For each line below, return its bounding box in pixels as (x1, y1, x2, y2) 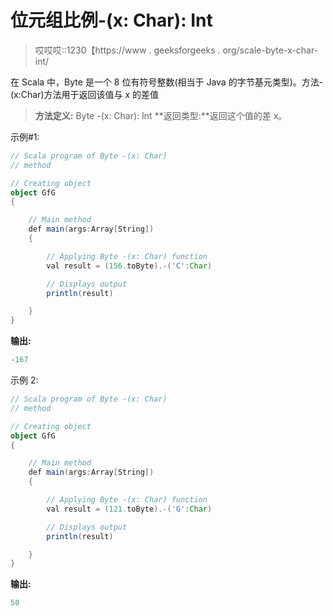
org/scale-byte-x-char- (222, 44, 319, 56)
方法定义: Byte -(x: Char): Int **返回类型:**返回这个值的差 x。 (34, 109, 288, 121)
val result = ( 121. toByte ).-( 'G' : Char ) (46, 504, 213, 514)
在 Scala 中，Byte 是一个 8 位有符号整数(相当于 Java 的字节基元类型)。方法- (10, 76, 324, 88)
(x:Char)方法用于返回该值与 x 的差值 (10, 88, 160, 100)
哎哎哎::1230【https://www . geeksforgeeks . (34, 44, 221, 56)
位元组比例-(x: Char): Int (10, 9, 213, 32)
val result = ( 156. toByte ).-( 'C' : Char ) (46, 261, 213, 271)
